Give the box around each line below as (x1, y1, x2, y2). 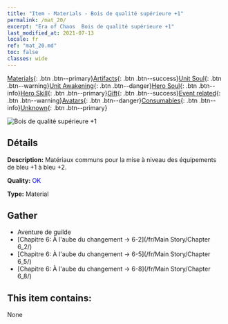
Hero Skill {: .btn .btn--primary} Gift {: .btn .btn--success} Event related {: (20, 89, 221, 97)
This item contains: (7, 292, 92, 304)
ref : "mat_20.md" (7, 42, 57, 49)
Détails (7, 137, 38, 149)
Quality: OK (7, 176, 41, 184)
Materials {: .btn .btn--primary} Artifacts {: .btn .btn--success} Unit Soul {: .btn (7, 74, 222, 82)
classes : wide (7, 55, 48, 62)
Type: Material (7, 190, 49, 198)
